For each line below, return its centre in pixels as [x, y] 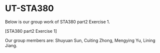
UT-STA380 [29, 8]
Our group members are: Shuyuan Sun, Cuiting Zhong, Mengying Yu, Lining [80, 40]
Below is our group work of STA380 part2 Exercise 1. [58, 22]
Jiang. [11, 45]
